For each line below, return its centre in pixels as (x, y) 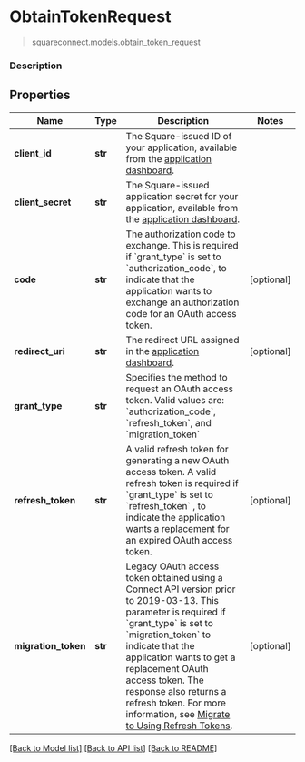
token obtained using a (175, 577)
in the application (162, 351)
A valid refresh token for (177, 449)
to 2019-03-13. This (172, 600)
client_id (33, 153)
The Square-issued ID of (179, 136)
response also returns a (176, 691)
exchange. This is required (182, 245)
